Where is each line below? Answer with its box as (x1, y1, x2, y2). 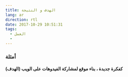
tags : (5, 27, 17, 32)
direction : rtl (5, 17, 38, 22)
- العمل (10, 31, 27, 36)
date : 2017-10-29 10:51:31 (5, 22, 63, 27)
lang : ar (5, 12, 24, 17)
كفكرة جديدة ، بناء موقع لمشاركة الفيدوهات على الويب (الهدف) (5, 66, 123, 72)
